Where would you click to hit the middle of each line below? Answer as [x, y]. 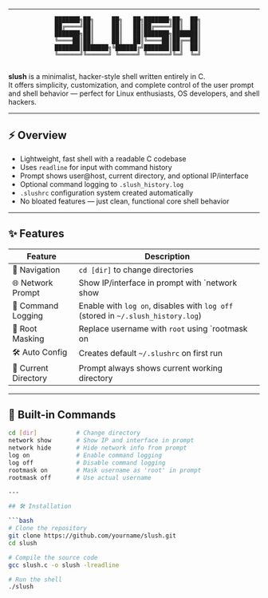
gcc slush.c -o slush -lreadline [64, 565]
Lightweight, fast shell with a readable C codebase [103, 158]
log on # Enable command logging [85, 456]
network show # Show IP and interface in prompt [101, 441]
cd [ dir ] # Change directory [75, 433]
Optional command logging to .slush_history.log [102, 184]
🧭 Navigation [36, 270]
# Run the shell [35, 580]
